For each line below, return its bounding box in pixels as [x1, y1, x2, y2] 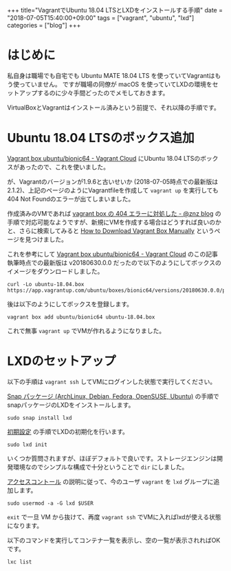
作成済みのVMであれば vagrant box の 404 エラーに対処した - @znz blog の [7, 209, 221, 217]
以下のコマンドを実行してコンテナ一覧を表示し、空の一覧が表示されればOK [7, 536, 221, 544]
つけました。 [30, 235, 67, 243]
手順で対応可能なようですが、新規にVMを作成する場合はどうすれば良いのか [7, 218, 222, 226]
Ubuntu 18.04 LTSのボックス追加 [7, 130, 195, 146]
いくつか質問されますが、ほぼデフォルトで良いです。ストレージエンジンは [7, 454, 217, 462]
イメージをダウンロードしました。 [7, 267, 104, 275]
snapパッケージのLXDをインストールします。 [7, 401, 135, 409]
